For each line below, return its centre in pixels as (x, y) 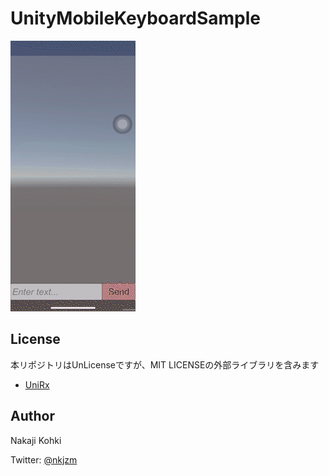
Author (32, 416)
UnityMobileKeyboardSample (135, 18)
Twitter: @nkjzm (44, 459)
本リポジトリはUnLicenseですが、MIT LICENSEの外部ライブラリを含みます (165, 364)
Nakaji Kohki (36, 440)
